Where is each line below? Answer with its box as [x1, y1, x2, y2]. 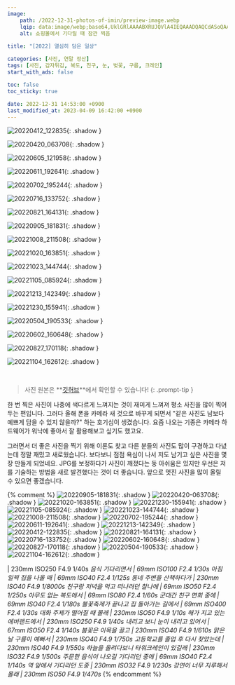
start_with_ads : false [7, 68, 73, 76]
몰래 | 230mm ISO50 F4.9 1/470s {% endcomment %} [7, 670, 162, 678]
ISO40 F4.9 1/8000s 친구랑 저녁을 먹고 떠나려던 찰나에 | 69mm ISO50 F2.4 [7, 583, 217, 590]
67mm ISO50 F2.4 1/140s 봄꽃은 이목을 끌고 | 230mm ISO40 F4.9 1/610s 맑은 [7, 626, 225, 635]
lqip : [20, 23, 36, 30]
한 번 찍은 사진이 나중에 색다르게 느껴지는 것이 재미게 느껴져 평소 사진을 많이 [7, 400, 215, 409]
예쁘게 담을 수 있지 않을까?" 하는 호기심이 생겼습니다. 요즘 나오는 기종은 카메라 [7, 418, 220, 426]
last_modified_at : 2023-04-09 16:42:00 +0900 [7, 107, 142, 114]
